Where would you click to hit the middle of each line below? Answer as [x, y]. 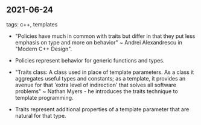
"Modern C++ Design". [43, 49]
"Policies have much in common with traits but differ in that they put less [105, 36]
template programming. [44, 97]
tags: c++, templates [32, 24]
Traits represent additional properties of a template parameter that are [102, 109]
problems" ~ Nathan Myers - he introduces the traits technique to [96, 91]
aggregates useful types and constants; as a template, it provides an [100, 78]
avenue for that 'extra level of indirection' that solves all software [96, 85]
